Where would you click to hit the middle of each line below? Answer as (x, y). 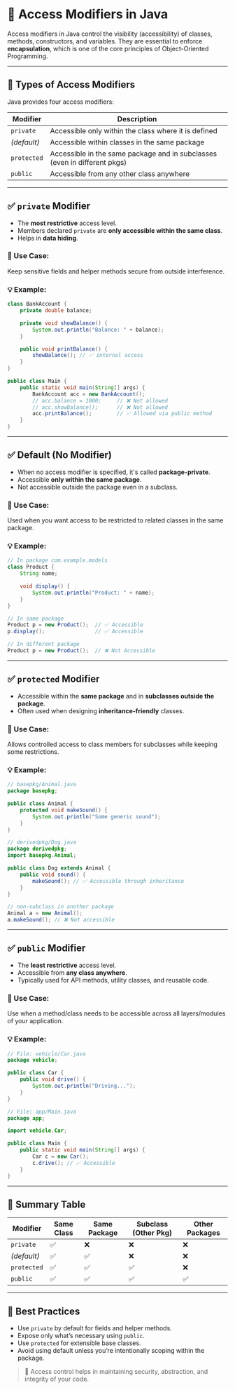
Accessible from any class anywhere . (72, 972)
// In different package (43, 645)
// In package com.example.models (58, 560)
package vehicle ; (33, 1060)
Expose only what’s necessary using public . (81, 1336)
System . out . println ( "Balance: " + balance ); (98, 330)
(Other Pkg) (152, 1233)
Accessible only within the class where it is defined (134, 130)
